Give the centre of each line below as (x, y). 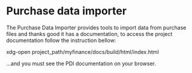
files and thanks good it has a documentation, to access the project (89, 34)
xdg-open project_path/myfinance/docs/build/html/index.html (82, 51)
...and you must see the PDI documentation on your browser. (81, 63)
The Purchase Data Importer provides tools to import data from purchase (96, 28)
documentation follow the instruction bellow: (61, 40)
